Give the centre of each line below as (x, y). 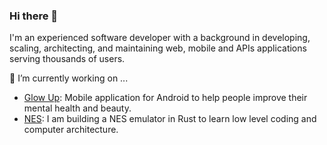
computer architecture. (71, 130)
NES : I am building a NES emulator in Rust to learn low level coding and (170, 119)
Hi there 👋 (34, 16)
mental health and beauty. (77, 108)
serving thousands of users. (67, 59)
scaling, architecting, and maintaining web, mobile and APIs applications (158, 48)
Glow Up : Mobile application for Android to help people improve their (165, 98)
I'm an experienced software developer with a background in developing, (160, 38)
